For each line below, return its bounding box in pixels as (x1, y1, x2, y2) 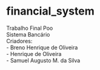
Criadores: (6, 37, 33, 44)
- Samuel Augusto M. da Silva (6, 57, 81, 64)
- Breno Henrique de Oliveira (6, 44, 78, 51)
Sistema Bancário (6, 30, 50, 38)
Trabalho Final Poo (6, 24, 53, 32)
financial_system (6, 4, 95, 18)
